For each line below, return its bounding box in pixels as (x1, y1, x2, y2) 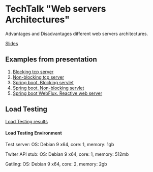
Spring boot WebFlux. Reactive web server (12, 90, 103, 96)
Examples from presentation (5, 55, 98, 64)
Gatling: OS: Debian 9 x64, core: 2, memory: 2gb (5, 161, 108, 167)
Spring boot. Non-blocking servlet (12, 85, 84, 91)
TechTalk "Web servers (5, 3, 106, 15)
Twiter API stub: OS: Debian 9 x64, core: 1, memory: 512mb (5, 151, 129, 157)
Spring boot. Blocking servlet (12, 79, 74, 85)
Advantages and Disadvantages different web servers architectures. (5, 30, 148, 37)
